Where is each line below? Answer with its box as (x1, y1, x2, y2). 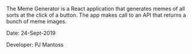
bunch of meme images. (6, 18, 67, 25)
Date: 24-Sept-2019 (6, 29, 56, 37)
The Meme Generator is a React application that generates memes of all (6, 5, 185, 12)
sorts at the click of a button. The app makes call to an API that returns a (6, 11, 187, 19)
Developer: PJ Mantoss (6, 41, 64, 48)
